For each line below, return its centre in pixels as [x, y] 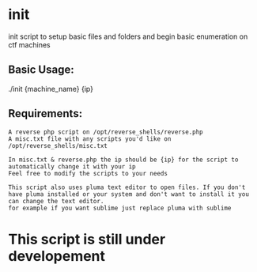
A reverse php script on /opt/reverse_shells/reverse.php [106, 132]
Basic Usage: [41, 70]
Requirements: [45, 113]
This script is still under [87, 239]
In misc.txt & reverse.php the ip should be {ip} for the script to [123, 160]
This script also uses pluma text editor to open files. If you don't [127, 187]
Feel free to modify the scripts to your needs [88, 173]
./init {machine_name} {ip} [51, 89]
